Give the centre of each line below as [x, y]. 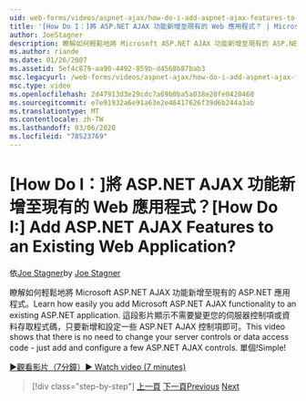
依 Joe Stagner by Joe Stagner [65, 272]
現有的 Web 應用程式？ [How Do [160, 207]
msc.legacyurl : [38, 77]
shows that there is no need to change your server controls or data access [149, 336]
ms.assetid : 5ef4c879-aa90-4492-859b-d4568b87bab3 [107, 69]
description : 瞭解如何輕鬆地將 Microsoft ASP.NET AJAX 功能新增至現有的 [139, 43]
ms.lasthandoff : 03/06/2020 [63, 129]
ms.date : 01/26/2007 [49, 60]
